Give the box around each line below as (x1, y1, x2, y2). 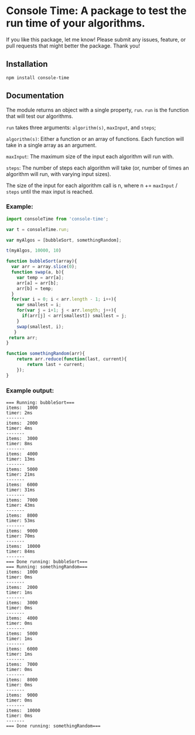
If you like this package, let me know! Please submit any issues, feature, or (6, 36, 186, 43)
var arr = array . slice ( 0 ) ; (11, 264, 77, 270)
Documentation (6, 91, 64, 101)
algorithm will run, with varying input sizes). (6, 170, 111, 177)
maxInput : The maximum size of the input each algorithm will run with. (6, 153, 175, 160)
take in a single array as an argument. (6, 141, 97, 148)
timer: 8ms (6, 441, 33, 447)
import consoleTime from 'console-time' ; (6, 216, 109, 222)
